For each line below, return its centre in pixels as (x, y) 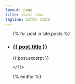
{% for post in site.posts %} (41, 34)
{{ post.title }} (30, 47)
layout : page (19, 10)
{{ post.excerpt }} (31, 58)
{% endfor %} (27, 76)
